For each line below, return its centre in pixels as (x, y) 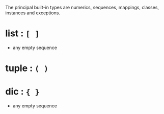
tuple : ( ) (27, 68)
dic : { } (22, 92)
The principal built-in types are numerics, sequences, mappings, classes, (82, 7)
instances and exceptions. (33, 13)
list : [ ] (22, 33)
